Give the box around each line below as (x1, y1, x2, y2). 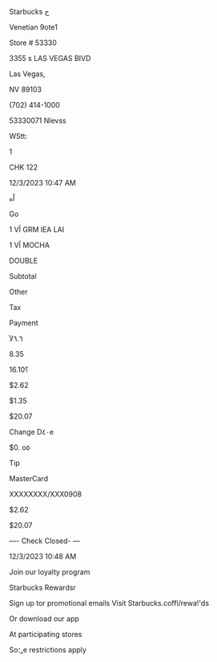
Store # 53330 (9, 38, 57, 47)
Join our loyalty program (9, 567, 90, 577)
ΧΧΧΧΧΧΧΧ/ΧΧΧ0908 (9, 489, 82, 499)
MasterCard (9, 474, 49, 483)
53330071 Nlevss (9, 116, 66, 125)
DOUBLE (9, 256, 38, 265)
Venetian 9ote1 (9, 22, 58, 31)
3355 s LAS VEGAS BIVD (9, 54, 91, 63)
